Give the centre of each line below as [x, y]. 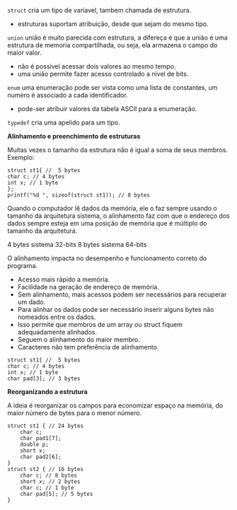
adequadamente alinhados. [57, 332]
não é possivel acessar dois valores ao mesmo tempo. [97, 66]
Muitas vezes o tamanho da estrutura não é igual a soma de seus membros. [118, 150]
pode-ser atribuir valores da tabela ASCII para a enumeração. [107, 109]
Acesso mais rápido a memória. [64, 279]
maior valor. [24, 53]
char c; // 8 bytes [49, 475]
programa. [22, 266]
